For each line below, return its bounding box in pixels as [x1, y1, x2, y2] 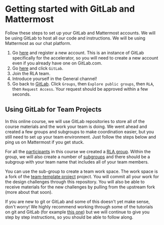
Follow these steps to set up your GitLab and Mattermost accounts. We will [5, 30, 156, 36]
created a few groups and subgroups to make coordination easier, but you [5, 128, 154, 135]
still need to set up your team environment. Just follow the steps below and [5, 134, 156, 140]
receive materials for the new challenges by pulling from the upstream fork [5, 184, 155, 190]
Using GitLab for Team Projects [5, 105, 102, 114]
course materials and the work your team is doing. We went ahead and [5, 123, 147, 129]
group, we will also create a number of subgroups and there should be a [5, 154, 150, 160]
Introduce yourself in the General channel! [12, 76, 97, 82]
